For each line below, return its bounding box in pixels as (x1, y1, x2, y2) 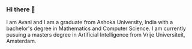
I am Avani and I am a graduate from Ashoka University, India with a (6, 19, 173, 26)
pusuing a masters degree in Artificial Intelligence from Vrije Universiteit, (6, 31, 185, 38)
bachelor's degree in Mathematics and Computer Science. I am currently (6, 25, 186, 32)
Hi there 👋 (6, 5, 36, 14)
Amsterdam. (6, 38, 37, 45)
